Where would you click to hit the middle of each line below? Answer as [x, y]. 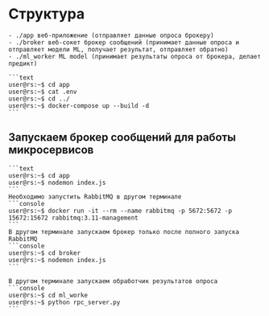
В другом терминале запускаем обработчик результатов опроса [113, 281]
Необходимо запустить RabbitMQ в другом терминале [95, 197]
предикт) [23, 64]
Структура [47, 14]
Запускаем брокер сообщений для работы [122, 137]
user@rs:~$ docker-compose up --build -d [79, 105]
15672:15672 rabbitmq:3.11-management [73, 218]
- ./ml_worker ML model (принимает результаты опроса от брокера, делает [135, 56]
